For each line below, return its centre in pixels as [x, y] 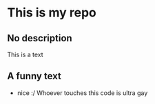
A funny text [34, 76]
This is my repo [52, 13]
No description [40, 38]
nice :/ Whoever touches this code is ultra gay [82, 93]
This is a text [25, 54]
